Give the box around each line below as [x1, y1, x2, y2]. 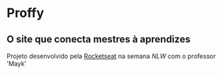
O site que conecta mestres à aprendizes [6, 33, 190, 45]
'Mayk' [6, 59, 27, 68]
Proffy [6, 5, 45, 21]
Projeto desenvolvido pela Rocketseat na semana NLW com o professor [6, 52, 217, 60]
